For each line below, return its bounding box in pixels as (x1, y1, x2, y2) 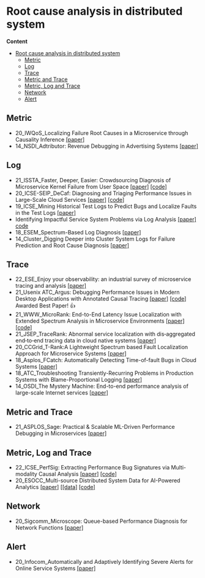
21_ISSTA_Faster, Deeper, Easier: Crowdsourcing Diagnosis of (15, 176, 171, 183)
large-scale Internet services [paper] (15, 389, 108, 396)
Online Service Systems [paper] (15, 565, 96, 572)
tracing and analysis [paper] (15, 282, 87, 290)
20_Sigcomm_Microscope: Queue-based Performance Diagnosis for (15, 517, 188, 525)
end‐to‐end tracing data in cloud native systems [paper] (15, 337, 157, 344)
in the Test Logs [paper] (15, 209, 76, 216)
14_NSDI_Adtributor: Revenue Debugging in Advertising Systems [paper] (15, 142, 199, 150)
